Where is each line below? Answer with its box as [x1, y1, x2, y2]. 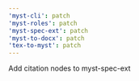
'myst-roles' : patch [8, 19, 78, 27]
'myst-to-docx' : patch [8, 34, 85, 43]
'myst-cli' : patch [8, 11, 70, 20]
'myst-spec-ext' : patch [8, 26, 89, 34]
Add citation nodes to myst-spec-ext [8, 63, 131, 73]
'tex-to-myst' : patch [8, 42, 82, 50]
